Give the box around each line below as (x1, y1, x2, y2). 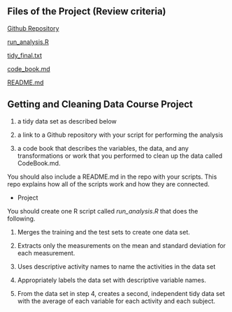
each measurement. (17, 248, 75, 257)
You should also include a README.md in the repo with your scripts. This (7, 172, 217, 181)
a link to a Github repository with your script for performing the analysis (17, 131, 224, 139)
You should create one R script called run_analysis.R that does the (7, 207, 198, 215)
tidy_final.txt (7, 51, 42, 59)
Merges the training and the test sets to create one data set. (17, 228, 190, 236)
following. (7, 214, 36, 223)
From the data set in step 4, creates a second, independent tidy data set (17, 289, 225, 297)
